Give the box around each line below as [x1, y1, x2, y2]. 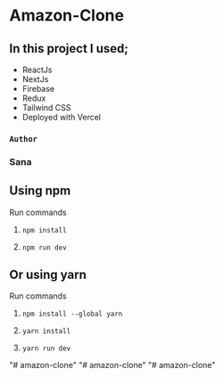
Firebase [21, 84, 55, 94]
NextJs [21, 74, 49, 85]
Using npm [9, 184, 71, 199]
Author [9, 134, 38, 143]
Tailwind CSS [21, 102, 71, 112]
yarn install [21, 327, 71, 336]
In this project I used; [9, 41, 129, 56]
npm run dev [21, 242, 67, 252]
